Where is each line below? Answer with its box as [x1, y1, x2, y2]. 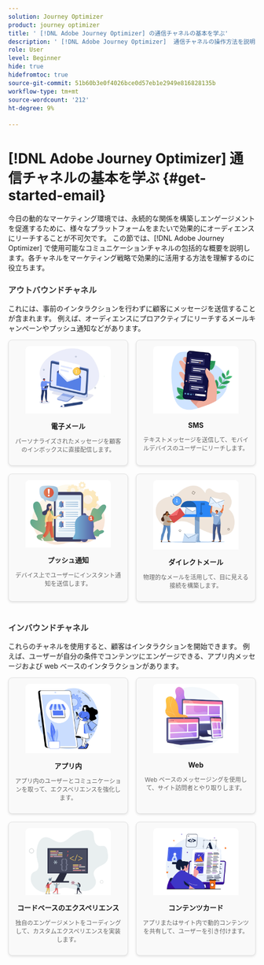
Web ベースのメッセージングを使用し [144, 775, 247, 784]
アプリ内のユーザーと [15, 777, 75, 785]
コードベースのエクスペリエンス [16, 903, 119, 913]
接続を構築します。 [169, 581, 222, 590]
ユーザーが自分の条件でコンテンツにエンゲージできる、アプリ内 [28, 651, 236, 661]
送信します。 [56, 579, 92, 588]
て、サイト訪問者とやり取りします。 [145, 784, 246, 792]
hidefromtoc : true [8, 71, 68, 79]
